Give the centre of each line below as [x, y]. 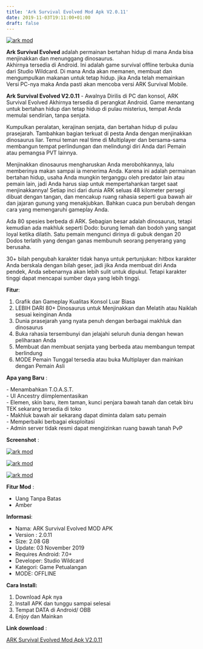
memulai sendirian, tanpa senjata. [48, 115]
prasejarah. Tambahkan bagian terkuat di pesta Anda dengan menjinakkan [99, 133]
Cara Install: [22, 585]
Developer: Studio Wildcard [49, 561]
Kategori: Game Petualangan [51, 567]
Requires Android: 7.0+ [44, 554]
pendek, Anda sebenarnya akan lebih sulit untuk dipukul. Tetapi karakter [96, 272]
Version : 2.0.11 [34, 535]
